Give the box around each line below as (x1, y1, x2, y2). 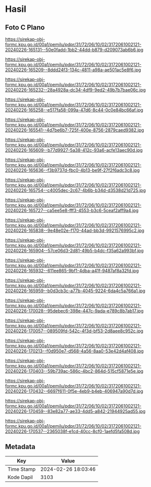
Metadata (5, 443, 36, 451)
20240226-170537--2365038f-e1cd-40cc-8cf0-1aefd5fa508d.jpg (5, 429, 140, 434)
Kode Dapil (7, 474, 33, 481)
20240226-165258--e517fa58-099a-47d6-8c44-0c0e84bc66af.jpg (5, 107, 144, 113)
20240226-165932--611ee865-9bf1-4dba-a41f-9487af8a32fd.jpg (5, 268, 139, 273)
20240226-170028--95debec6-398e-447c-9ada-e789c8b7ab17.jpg (5, 308, 144, 313)
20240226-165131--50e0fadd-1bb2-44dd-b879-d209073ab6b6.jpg (5, 47, 144, 52)
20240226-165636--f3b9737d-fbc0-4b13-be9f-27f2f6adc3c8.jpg (5, 167, 140, 173)
